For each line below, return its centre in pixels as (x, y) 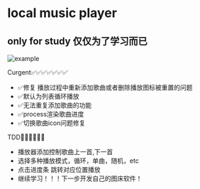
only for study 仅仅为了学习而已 (77, 41)
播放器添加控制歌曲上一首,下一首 (65, 152)
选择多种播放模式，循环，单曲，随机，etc (78, 161)
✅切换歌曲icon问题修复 (51, 123)
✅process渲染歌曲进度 (51, 114)
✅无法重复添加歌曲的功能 (55, 105)
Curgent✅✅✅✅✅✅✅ (38, 72)
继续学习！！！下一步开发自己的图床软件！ (80, 178)
